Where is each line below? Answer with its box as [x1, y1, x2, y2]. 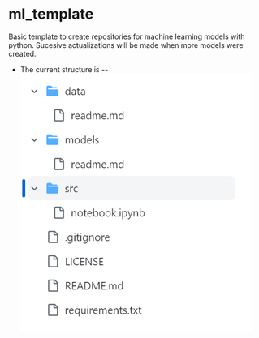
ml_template [8, 5, 94, 24]
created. [8, 49, 37, 58]
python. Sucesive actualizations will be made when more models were [8, 40, 244, 49]
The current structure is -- [19, 64, 109, 74]
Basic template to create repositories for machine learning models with [8, 32, 245, 41]
